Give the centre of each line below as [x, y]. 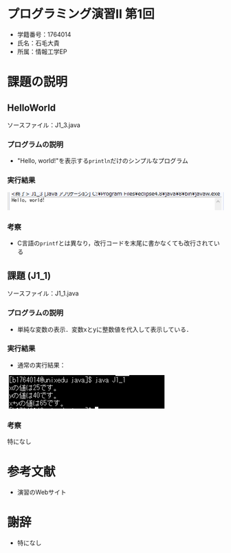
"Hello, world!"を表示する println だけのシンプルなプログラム [102, 161]
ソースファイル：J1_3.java [44, 125]
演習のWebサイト [42, 493]
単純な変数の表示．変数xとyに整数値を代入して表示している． [104, 329]
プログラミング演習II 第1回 [81, 14]
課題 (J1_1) [29, 275]
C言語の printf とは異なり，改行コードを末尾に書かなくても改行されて [115, 243]
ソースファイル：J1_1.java [43, 293]
